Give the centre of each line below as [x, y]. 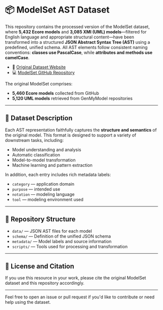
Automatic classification [36, 155]
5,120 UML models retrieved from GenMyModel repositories [72, 98]
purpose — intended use [36, 189]
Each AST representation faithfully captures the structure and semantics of [81, 130]
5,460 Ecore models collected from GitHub [56, 93]
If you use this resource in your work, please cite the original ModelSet [76, 278]
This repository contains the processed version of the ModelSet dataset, [77, 26]
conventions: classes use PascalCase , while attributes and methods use [79, 52]
